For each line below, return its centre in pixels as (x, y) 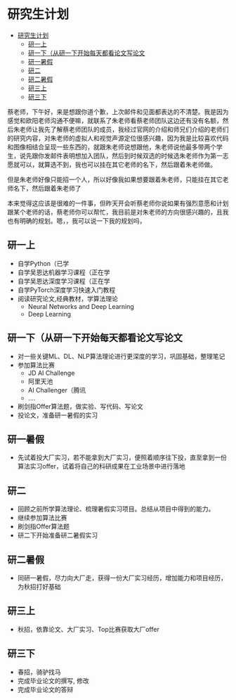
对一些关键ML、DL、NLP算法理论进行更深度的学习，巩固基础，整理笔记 (121, 356)
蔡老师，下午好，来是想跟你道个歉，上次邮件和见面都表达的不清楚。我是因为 (118, 112)
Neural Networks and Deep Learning (81, 306)
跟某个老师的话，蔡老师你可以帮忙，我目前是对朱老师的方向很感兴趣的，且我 (118, 212)
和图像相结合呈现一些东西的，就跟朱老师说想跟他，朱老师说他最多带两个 (112, 147)
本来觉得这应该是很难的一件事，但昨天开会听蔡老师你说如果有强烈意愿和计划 (118, 203)
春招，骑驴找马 (39, 672)
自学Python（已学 (43, 263)
